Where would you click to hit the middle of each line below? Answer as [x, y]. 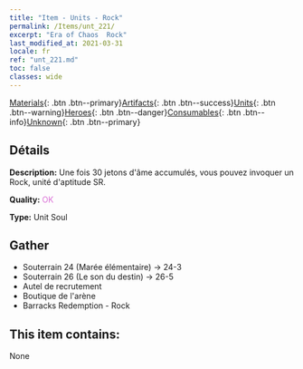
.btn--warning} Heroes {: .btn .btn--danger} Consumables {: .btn [125, 112]
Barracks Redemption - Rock [76, 306]
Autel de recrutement [62, 286]
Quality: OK [32, 199]
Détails [29, 151]
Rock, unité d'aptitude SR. [58, 181]
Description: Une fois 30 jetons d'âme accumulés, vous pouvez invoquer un [151, 172]
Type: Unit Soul [38, 217]
